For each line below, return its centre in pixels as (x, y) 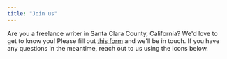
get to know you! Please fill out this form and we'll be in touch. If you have (113, 41)
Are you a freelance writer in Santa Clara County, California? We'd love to (112, 33)
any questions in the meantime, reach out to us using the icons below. (108, 48)
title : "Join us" (32, 14)
